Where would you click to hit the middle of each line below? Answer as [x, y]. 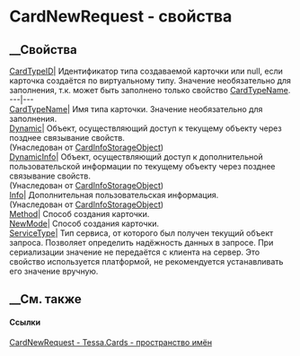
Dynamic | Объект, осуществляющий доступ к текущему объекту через [146, 128]
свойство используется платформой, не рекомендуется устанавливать [146, 261]
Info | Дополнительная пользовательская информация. [114, 195]
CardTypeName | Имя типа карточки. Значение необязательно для [136, 109]
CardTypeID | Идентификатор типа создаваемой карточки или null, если [146, 71]
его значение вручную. [54, 271]
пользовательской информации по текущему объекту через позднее [142, 166]
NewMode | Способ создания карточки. [84, 223]
